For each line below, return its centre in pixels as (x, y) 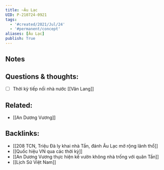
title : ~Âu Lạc (22, 10)
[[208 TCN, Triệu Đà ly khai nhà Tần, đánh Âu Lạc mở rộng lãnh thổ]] (85, 145)
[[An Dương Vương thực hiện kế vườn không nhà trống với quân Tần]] (86, 157)
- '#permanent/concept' (35, 29)
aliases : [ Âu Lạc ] (25, 34)
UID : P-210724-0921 (26, 15)
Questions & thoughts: (42, 76)
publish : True (20, 39)
